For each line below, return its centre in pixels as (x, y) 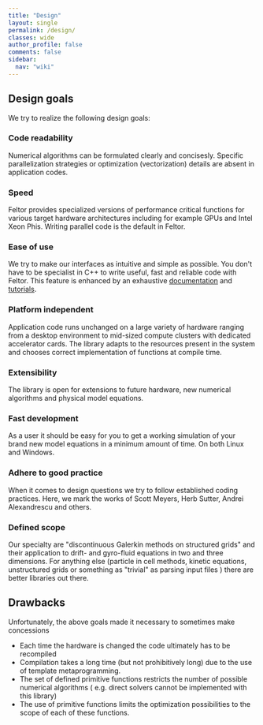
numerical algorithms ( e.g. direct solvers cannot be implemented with (133, 687)
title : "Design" (35, 15)
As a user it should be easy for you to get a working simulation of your (122, 435)
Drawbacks (37, 603)
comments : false (35, 52)
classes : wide (31, 37)
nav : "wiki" (35, 67)
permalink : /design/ (42, 30)
